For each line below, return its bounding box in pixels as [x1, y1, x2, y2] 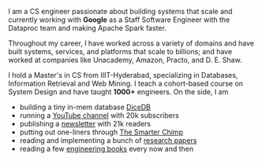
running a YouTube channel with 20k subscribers [19, 111, 179, 120]
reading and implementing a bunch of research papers [19, 136, 197, 145]
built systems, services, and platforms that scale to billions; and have [8, 47, 233, 56]
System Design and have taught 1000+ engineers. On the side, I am [8, 87, 229, 97]
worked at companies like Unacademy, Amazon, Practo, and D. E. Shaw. [8, 55, 242, 64]
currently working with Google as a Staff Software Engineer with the [8, 15, 230, 24]
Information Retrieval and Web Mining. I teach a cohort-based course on [8, 79, 243, 88]
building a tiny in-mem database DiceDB [19, 102, 152, 112]
